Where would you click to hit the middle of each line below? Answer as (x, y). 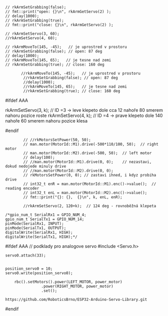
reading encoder (22, 188)
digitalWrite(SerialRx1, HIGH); (39, 232)
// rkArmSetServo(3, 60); (32, 34)
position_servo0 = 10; (29, 269)
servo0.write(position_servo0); (39, 273)
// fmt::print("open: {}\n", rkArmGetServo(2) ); (58, 12)
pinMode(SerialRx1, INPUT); (35, 224)
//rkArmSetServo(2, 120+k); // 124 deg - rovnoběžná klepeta (90, 206)
